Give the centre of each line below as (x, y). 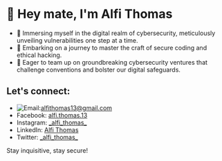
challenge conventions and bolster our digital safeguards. (99, 69)
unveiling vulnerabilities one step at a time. (77, 40)
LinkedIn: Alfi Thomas (47, 129)
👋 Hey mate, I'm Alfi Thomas (90, 14)
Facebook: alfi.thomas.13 (52, 115)
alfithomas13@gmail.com (76, 108)
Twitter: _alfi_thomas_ (47, 137)
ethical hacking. (39, 55)
